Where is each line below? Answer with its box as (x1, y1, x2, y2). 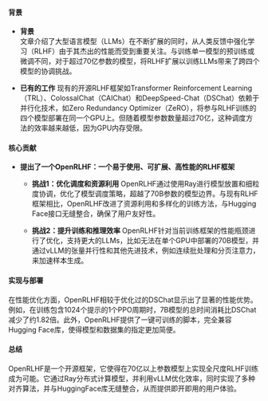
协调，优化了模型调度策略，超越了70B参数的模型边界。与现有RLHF (38, 189, 258, 199)
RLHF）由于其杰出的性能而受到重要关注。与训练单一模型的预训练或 (33, 46, 255, 56)
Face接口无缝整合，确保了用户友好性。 (31, 209, 160, 218)
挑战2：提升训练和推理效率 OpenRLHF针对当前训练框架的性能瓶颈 (31, 226, 249, 235)
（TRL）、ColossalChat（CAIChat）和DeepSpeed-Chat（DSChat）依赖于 (19, 93, 260, 103)
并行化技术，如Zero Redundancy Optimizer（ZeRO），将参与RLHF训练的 (19, 104, 257, 113)
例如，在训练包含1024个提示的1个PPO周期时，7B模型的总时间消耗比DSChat (8, 305, 257, 314)
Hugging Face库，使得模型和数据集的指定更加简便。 (8, 324, 180, 334)
